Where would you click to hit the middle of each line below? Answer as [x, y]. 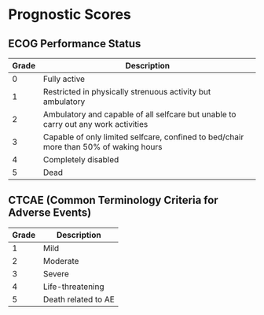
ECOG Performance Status [75, 44]
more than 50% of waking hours [103, 147]
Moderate [61, 261]
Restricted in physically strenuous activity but [127, 92]
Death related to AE [79, 299]
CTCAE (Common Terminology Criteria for [113, 200]
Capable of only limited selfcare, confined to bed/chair [143, 137]
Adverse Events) [50, 213]
